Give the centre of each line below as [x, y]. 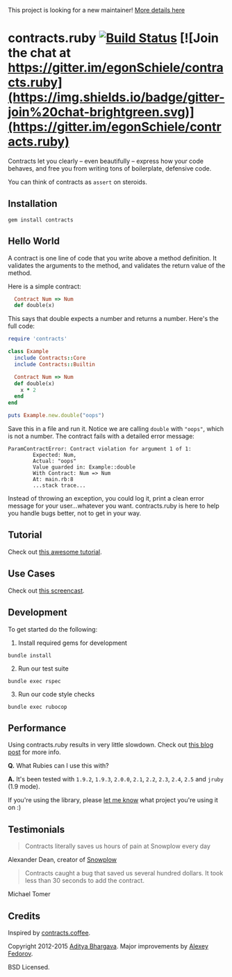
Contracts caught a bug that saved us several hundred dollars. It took [124, 873]
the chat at [40, 53]
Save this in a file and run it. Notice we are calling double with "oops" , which [116, 429]
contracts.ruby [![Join [114, 38]
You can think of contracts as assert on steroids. [78, 182]
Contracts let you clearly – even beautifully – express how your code [106, 161]
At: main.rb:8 [53, 480]
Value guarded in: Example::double [84, 467]
